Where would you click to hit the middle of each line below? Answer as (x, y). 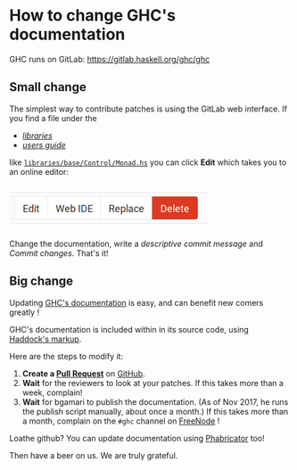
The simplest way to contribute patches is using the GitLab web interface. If (148, 109)
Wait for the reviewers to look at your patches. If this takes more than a (153, 383)
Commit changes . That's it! (59, 253)
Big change (41, 281)
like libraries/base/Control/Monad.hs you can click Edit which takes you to (148, 162)
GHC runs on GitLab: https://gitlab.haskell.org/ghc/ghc (110, 59)
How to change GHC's (93, 16)
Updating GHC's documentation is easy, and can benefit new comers (136, 302)
